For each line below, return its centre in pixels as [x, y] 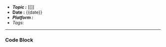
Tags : [18, 23]
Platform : [23, 17]
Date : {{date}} [27, 12]
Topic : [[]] [23, 7]
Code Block [19, 40]
